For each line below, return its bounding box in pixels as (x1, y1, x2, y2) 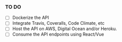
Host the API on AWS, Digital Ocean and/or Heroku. (12, 26, 117, 32)
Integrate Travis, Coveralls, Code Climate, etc (12, 20, 105, 26)
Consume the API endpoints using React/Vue (12, 31, 104, 38)
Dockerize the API (12, 15, 49, 21)
